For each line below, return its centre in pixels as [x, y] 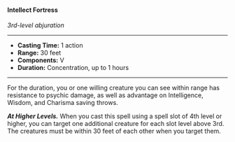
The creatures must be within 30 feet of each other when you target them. [114, 131]
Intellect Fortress [33, 10]
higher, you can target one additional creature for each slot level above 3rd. [116, 124]
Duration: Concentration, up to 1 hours [73, 68]
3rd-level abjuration [36, 25]
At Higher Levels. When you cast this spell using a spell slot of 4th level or [115, 116]
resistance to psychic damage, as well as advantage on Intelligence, [106, 95]
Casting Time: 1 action [50, 45]
